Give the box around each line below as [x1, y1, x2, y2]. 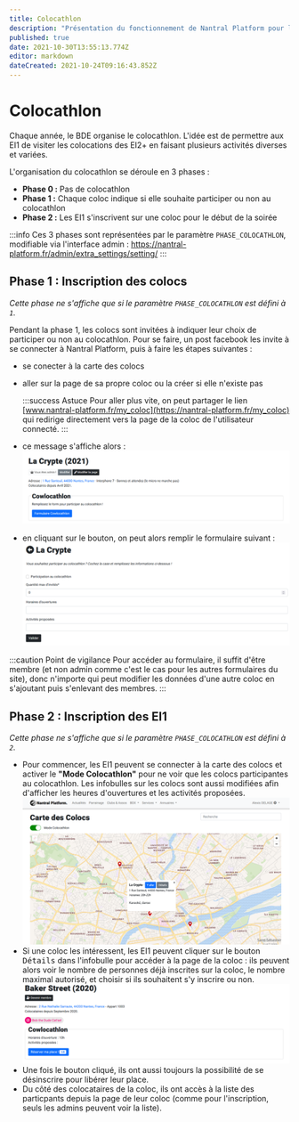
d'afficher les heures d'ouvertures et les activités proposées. [21, 788, 246, 799]
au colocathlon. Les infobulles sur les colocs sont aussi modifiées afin [21, 778, 279, 789]
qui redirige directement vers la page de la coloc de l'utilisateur [21, 414, 255, 425]
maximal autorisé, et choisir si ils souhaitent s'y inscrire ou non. [21, 974, 255, 985]
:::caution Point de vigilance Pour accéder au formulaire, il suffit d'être [9, 654, 266, 665]
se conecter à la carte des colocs [21, 361, 145, 371]
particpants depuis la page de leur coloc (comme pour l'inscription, [21, 1093, 270, 1103]
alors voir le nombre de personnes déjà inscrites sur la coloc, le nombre [21, 964, 286, 975]
